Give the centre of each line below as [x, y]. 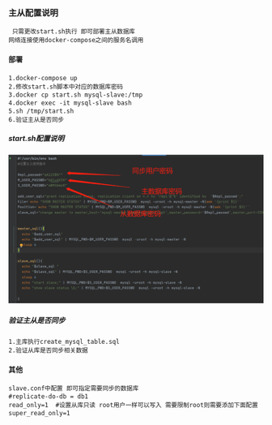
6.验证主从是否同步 [36, 119]
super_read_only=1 [39, 414]
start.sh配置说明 [36, 139]
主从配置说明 [34, 12]
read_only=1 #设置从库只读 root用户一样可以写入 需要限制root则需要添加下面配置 [133, 406]
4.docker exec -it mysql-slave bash [70, 103]
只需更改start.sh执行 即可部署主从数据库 [73, 32]
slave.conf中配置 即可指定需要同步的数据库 [74, 389]
